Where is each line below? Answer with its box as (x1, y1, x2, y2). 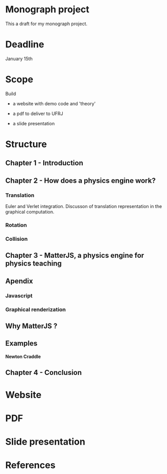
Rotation (5, 222, 27, 229)
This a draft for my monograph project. (5, 21, 87, 27)
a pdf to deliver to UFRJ (12, 110, 63, 117)
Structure (5, 139, 47, 150)
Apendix (5, 276, 33, 286)
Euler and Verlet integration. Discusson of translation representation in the (5, 203, 162, 210)
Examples (5, 339, 38, 348)
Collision (5, 235, 28, 242)
